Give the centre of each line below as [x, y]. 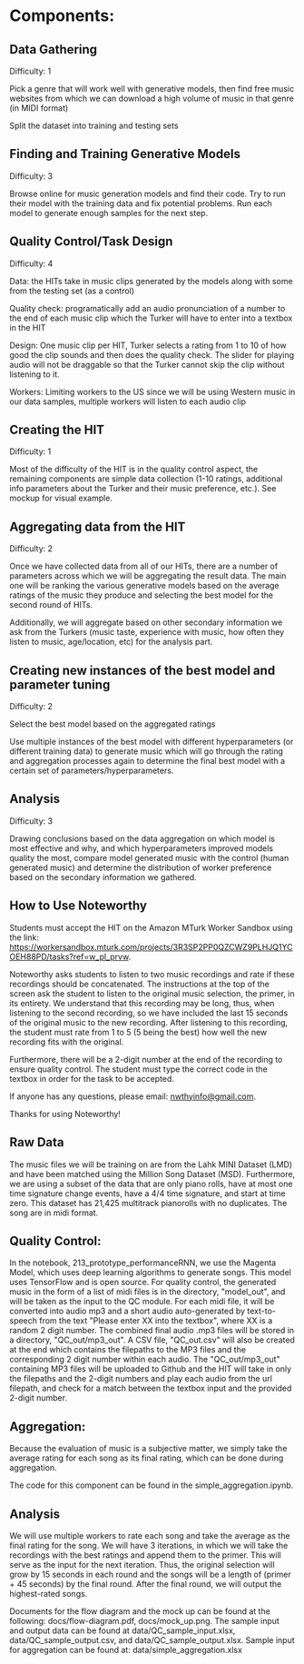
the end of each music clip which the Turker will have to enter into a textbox [151, 318]
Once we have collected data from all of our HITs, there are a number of [144, 566]
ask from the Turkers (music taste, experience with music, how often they [147, 632]
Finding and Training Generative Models [125, 154]
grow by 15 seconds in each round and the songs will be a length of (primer [151, 1574]
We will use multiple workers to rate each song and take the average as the [150, 1535]
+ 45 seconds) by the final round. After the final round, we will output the [146, 1584]
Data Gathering [54, 50]
